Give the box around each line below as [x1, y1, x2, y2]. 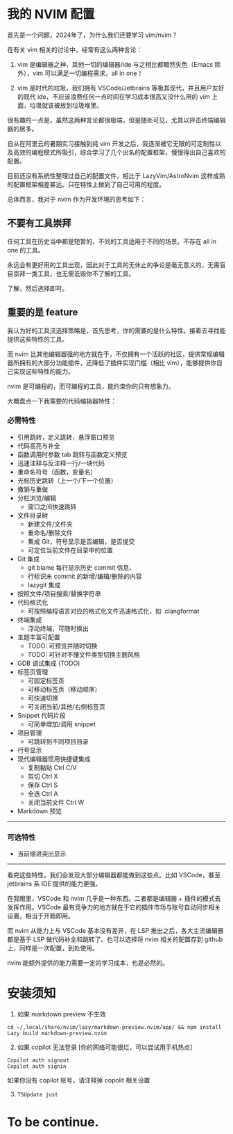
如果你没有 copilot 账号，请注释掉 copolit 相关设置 [7, 1076, 150, 1085]
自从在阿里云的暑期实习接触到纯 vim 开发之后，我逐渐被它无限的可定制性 [7, 139, 216, 147]
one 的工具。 [7, 246, 44, 254]
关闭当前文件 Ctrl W [27, 798, 85, 806]
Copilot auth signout [7, 1057, 70, 1064]
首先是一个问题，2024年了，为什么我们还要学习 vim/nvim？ [7, 31, 178, 39]
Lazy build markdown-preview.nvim [7, 1030, 107, 1037]
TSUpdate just [17, 1092, 58, 1099]
